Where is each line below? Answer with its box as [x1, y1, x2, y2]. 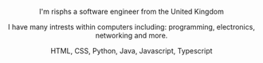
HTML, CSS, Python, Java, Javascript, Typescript [50, 46, 213, 55]
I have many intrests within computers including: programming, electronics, [8, 22, 255, 31]
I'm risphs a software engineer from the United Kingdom [38, 7, 225, 16]
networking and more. [95, 31, 168, 40]
